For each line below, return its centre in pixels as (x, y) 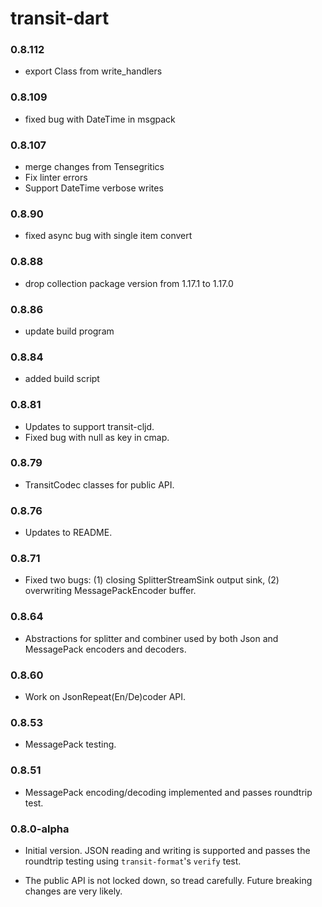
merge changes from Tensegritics (94, 167)
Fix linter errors (56, 178)
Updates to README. (68, 533)
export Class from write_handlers (93, 71)
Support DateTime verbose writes (94, 188)
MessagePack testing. (70, 744)
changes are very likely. (73, 891)
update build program (69, 331)
